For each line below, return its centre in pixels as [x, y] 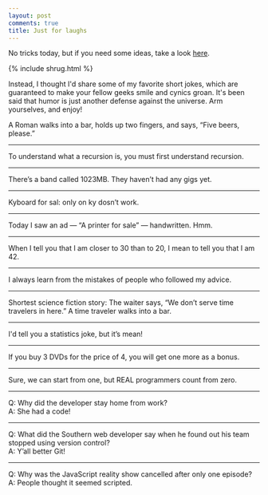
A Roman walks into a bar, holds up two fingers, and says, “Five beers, [124, 125]
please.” [22, 133]
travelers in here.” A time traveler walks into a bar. [90, 311]
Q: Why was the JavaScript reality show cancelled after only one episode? [130, 474]
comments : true [33, 23]
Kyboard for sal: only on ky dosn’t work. [74, 202]
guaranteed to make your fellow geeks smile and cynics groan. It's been [126, 93]
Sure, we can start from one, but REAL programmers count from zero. [123, 380]
